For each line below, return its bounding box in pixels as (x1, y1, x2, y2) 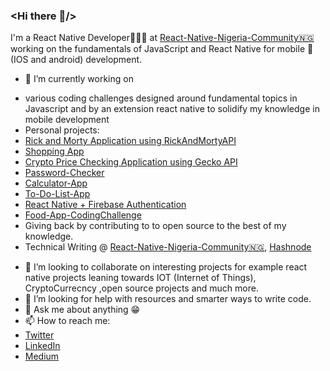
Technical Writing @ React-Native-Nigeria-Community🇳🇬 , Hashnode (24, 241, 312, 253)
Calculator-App (24, 177, 88, 189)
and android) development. (30, 54, 143, 66)
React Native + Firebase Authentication (24, 199, 187, 211)
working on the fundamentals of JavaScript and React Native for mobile (10, 43, 306, 55)
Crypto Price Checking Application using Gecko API (24, 156, 238, 168)
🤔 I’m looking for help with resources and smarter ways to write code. (24, 293, 312, 305)
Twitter (24, 329, 55, 341)
